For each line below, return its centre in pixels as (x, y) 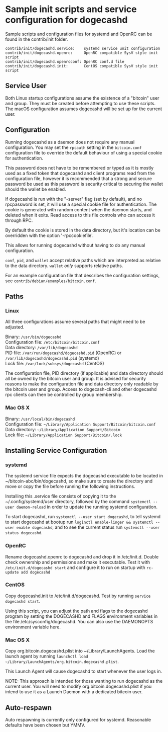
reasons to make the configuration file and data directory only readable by (82, 384)
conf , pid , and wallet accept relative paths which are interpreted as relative (83, 260)
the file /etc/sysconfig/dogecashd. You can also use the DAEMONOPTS (79, 621)
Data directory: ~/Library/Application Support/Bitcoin (63, 429)
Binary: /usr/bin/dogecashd (33, 337)
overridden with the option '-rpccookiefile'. (49, 235)
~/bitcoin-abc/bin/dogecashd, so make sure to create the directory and (79, 481)
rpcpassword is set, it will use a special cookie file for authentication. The (81, 204)
